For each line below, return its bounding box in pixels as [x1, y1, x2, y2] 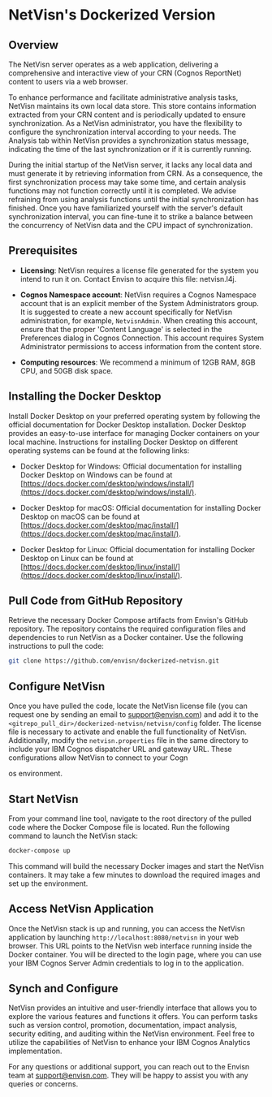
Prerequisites [8, 244, 78, 257]
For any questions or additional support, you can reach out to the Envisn [8, 1062, 250, 1072]
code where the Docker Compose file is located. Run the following [8, 822, 230, 831]
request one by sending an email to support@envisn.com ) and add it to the [8, 710, 259, 719]
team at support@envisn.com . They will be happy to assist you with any [8, 1070, 249, 1081]
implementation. [8, 1046, 63, 1056]
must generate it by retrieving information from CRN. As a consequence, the [8, 169, 263, 178]
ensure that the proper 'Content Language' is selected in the [19, 324, 222, 334]
